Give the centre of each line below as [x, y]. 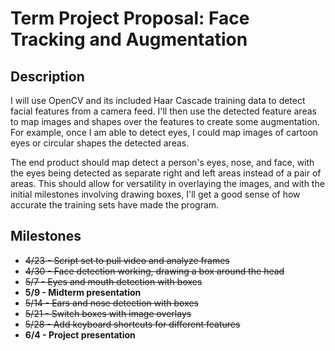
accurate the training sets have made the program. [115, 205]
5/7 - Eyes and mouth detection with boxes [113, 281]
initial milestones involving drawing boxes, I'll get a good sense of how [155, 194]
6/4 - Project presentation [80, 334]
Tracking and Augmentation [129, 39]
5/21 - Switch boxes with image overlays [108, 313]
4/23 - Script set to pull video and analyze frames [127, 260]
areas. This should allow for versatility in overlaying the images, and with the [167, 183]
